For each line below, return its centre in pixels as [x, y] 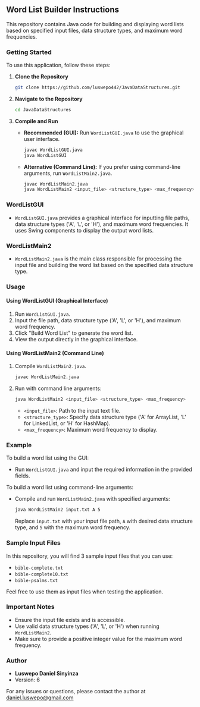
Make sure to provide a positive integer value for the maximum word [99, 639]
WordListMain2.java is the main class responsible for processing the [98, 259]
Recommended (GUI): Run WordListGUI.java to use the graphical [104, 133]
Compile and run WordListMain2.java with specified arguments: [93, 499]
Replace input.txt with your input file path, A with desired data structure [104, 521]
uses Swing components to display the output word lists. [84, 230]
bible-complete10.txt [41, 574]
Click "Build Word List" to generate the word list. [74, 333]
